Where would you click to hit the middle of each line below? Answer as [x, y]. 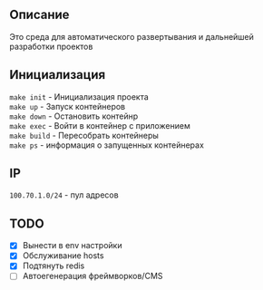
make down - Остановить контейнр [74, 116]
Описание [39, 15]
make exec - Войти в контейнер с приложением [100, 125]
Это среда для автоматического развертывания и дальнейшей [131, 36]
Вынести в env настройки [72, 246]
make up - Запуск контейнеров [68, 106]
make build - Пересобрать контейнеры [84, 135]
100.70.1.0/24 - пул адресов [64, 195]
